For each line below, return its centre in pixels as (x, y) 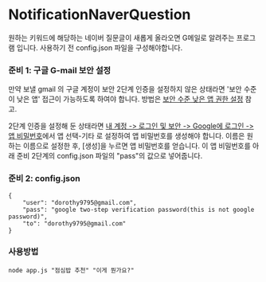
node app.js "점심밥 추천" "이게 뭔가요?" (71, 270)
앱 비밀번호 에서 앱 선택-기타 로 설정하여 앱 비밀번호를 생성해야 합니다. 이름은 (127, 136)
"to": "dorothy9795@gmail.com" (74, 223)
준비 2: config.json (45, 178)
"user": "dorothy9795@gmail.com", (80, 202)
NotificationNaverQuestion (100, 15)
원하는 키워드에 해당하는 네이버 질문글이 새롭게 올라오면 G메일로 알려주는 (121, 37)
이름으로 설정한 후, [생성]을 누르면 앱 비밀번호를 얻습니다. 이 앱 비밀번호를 (137, 146)
